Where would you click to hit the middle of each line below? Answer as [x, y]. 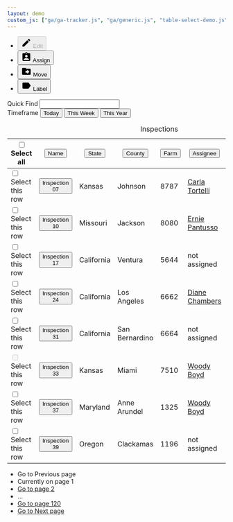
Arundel [130, 411]
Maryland [94, 407]
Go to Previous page [46, 474]
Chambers [205, 301]
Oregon [91, 444]
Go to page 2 [36, 489]
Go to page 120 [39, 503]
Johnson [131, 186]
